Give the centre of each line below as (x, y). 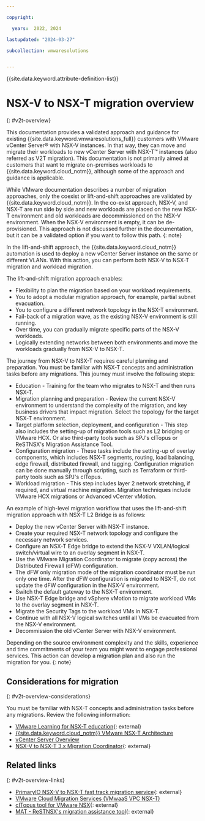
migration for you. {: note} (39, 662)
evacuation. (30, 303)
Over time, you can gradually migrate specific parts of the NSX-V (97, 330)
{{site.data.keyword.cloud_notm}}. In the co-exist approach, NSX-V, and (97, 203)
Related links (32, 766)
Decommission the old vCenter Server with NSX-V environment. (96, 631)
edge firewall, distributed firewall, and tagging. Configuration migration (104, 464)
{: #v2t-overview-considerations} (48, 696)
